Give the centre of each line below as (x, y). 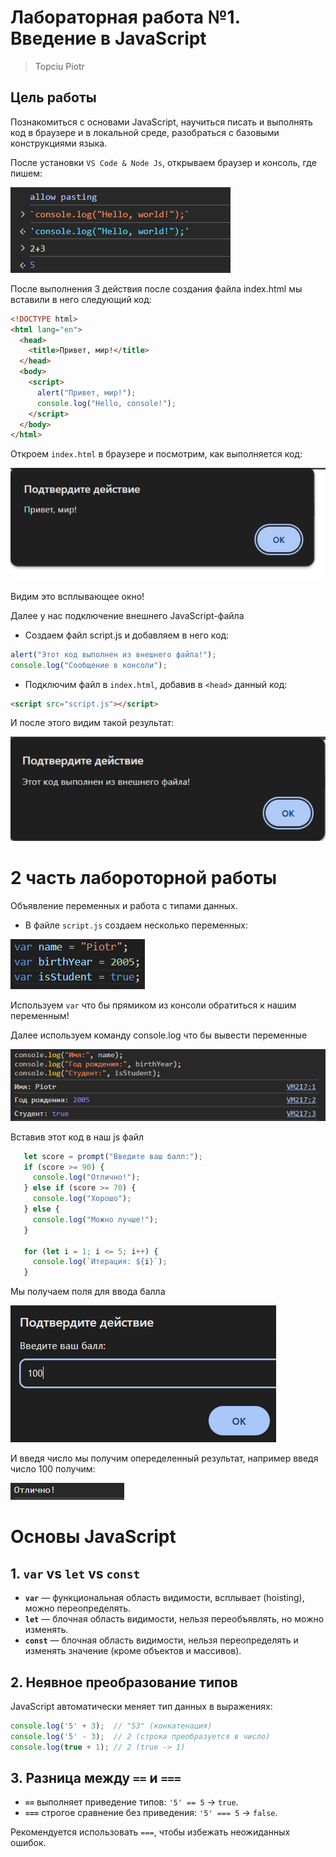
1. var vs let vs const (75, 1573)
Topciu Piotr (59, 66)
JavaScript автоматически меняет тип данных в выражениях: (141, 1707)
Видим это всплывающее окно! (77, 596)
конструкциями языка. (59, 143)
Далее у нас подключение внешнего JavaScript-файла (127, 615)
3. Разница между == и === (96, 1778)
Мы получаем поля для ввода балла (88, 1292)
